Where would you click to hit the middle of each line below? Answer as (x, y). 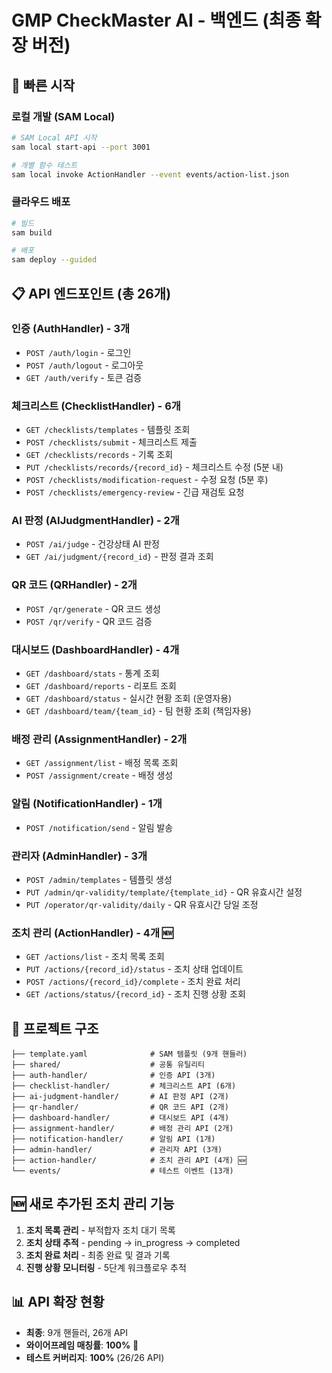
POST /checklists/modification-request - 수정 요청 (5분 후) (147, 480)
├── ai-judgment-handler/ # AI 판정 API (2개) (120, 1097)
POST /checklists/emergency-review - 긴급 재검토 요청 (135, 492)
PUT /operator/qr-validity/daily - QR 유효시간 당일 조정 (142, 904)
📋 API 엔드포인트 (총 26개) (91, 293)
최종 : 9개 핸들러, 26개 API (77, 1332)
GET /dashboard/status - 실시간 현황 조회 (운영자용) (129, 698)
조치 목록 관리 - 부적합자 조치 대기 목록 (100, 1230)
